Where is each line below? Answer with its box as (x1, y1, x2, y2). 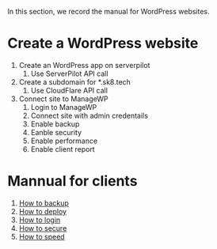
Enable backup (30, 119, 80, 129)
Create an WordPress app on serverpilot (18, 60, 150, 70)
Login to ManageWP (30, 102, 97, 111)
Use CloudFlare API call (30, 85, 108, 95)
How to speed (18, 232, 65, 241)
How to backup (18, 198, 69, 208)
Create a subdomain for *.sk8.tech (18, 77, 131, 86)
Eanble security (30, 127, 82, 137)
